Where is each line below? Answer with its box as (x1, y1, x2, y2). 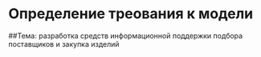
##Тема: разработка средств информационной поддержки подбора (8, 31, 243, 40)
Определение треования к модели (8, 5, 254, 23)
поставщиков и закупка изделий (8, 39, 120, 48)
